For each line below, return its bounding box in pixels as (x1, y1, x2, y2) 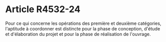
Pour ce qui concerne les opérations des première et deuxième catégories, (5, 20, 161, 26)
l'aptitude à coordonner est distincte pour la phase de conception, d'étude (5, 25, 160, 31)
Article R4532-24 (5, 4, 81, 15)
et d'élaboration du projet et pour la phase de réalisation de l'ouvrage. (5, 31, 151, 37)
